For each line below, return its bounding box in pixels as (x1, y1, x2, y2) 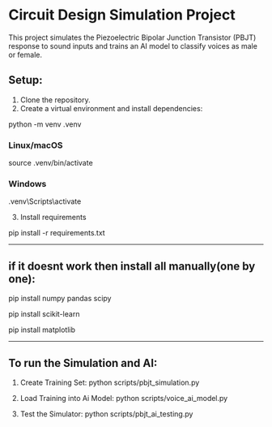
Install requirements (19, 213, 87, 222)
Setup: (8, 73, 43, 87)
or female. (8, 50, 43, 59)
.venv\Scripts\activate (8, 196, 82, 206)
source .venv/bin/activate (8, 158, 93, 168)
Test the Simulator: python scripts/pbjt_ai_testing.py (19, 408, 193, 419)
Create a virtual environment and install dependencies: (19, 103, 203, 113)
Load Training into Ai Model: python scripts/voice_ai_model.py (19, 393, 228, 403)
